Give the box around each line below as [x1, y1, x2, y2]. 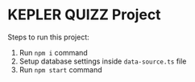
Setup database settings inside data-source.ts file [19, 56, 187, 66]
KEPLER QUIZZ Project [7, 6, 162, 24]
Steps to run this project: [7, 32, 89, 42]
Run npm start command [19, 64, 102, 74]
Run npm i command [19, 47, 88, 57]
